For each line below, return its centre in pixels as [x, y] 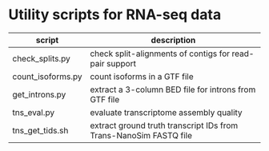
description [173, 40]
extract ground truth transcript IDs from [164, 125]
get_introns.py [39, 94]
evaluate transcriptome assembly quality [166, 112]
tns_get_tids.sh [40, 130]
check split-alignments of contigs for [160, 54]
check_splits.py [41, 58]
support [121, 63]
